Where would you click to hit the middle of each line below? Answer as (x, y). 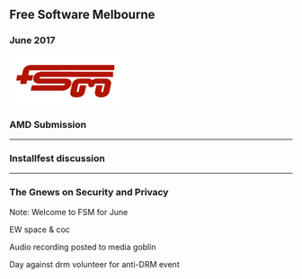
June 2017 (32, 40)
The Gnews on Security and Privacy (89, 193)
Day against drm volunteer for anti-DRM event (94, 264)
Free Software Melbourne (82, 15)
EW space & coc (40, 229)
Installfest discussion (58, 158)
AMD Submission (48, 124)
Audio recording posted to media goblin (83, 247)
